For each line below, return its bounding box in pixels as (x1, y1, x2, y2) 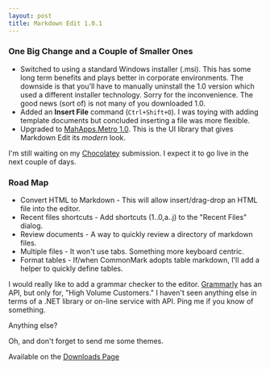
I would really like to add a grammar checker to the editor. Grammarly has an (8, 280, 262, 289)
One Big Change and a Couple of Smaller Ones (8, 46, 193, 57)
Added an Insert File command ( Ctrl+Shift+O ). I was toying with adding (19, 106, 260, 117)
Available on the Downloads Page (8, 352, 119, 362)
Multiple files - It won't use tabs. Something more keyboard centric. (19, 247, 244, 256)
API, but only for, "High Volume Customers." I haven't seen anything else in (8, 288, 257, 298)
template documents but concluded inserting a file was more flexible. (19, 115, 251, 125)
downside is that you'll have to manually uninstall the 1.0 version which (19, 81, 255, 91)
